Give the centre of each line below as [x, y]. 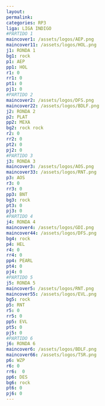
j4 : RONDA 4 [21, 222]
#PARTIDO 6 [20, 338]
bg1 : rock [18, 56]
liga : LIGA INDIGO [29, 28]
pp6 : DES [17, 377]
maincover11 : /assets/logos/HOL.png [51, 45]
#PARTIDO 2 [20, 95]
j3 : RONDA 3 [21, 161]
